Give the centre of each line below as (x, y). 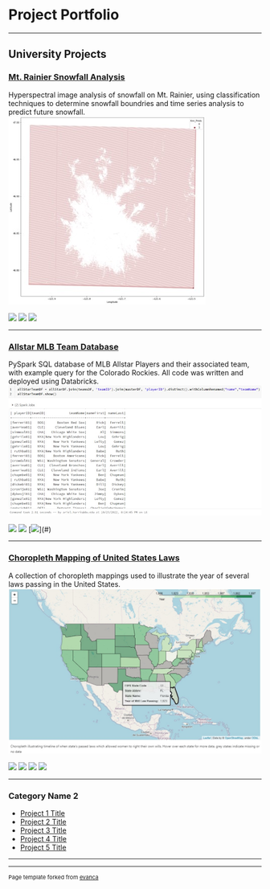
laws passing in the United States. (64, 584)
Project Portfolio (64, 15)
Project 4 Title (43, 839)
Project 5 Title (43, 848)
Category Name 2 (43, 796)
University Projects (57, 54)
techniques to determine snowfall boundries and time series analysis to (126, 103)
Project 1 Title (43, 813)
